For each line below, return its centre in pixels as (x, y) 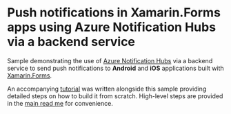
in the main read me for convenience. (60, 103)
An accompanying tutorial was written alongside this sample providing (107, 89)
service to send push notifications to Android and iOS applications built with (115, 68)
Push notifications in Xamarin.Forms (114, 13)
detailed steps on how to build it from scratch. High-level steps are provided (115, 96)
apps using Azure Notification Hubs (111, 27)
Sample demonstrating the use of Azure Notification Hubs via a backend (110, 60)
